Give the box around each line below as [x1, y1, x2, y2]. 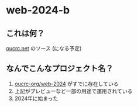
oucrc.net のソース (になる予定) [6, 45, 82, 51]
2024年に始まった [14, 95, 58, 102]
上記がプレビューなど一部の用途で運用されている [14, 87, 133, 94]
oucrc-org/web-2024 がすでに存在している [14, 80, 119, 87]
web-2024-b [6, 4, 70, 17]
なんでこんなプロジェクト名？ [6, 64, 113, 74]
